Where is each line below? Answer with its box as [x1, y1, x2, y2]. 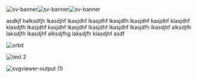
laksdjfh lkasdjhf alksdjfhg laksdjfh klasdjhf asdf [6, 30, 125, 37]
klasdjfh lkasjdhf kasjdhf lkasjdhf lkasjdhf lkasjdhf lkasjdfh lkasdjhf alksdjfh [6, 24, 192, 31]
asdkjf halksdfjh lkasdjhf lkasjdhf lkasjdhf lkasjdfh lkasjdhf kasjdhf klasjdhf [6, 17, 190, 24]
